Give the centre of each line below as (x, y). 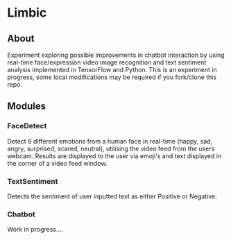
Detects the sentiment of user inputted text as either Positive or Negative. (112, 196)
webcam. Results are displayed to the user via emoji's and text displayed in (114, 156)
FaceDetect (27, 126)
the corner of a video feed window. (57, 163)
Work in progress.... (35, 230)
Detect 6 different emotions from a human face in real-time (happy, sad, (110, 141)
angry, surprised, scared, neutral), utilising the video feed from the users (111, 148)
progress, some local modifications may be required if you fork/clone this (112, 77)
